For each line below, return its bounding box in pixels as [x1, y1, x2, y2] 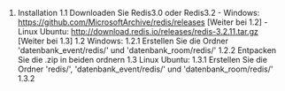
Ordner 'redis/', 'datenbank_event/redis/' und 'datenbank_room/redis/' [17, 64, 273, 74]
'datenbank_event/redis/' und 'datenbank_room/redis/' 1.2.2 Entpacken [17, 45, 277, 56]
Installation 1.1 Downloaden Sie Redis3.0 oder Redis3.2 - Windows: [17, 8, 260, 18]
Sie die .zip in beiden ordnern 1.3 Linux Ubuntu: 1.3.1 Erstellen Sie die [17, 55, 268, 64]
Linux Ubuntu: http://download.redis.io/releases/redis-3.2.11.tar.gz [17, 27, 258, 36]
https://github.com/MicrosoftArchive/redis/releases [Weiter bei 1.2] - [17, 17, 268, 27]
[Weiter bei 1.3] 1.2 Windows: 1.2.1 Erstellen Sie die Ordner [17, 35, 228, 46]
